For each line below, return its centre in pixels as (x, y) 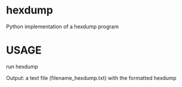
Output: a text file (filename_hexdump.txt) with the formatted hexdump (91, 78)
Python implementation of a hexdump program (63, 26)
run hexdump (22, 66)
